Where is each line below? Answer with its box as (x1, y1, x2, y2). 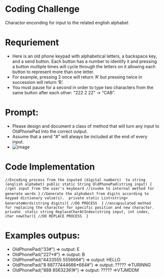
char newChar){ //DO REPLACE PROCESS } (5, 214, 89, 219)
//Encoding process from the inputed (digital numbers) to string (5, 177, 146, 182)
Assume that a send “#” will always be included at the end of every (12, 134, 148, 139)
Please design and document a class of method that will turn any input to (12, 123, 160, 129)
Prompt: (5, 107, 39, 118)
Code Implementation (5, 161, 95, 172)
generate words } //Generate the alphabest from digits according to (5, 191, 149, 196)
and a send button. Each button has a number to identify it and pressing (12, 58, 157, 64)
